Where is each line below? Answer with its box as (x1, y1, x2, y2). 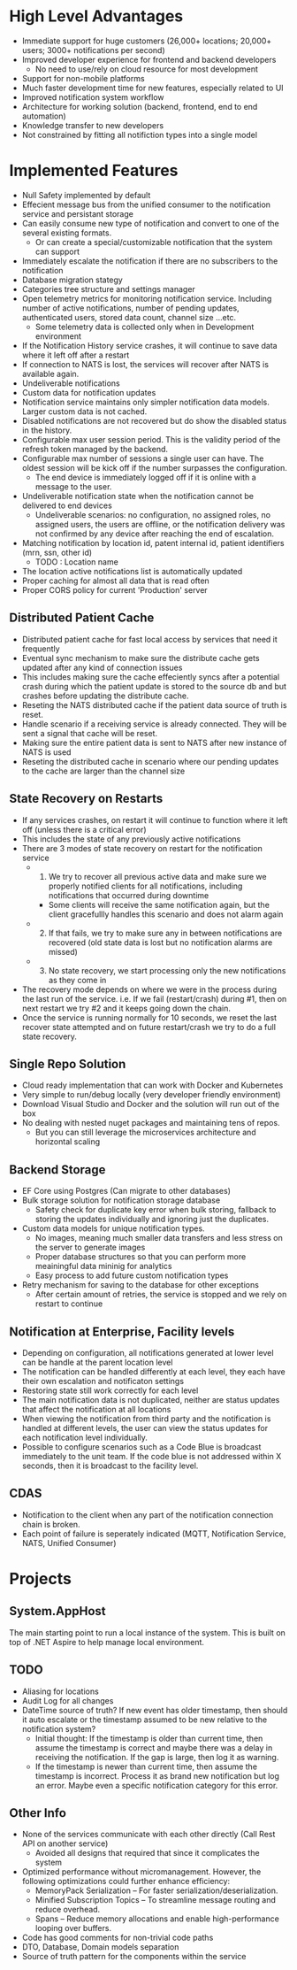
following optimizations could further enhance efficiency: (21, 1876, 231, 1887)
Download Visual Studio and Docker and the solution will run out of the (21, 1099, 280, 1110)
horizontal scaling (34, 1136, 101, 1147)
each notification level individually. (21, 1432, 148, 1443)
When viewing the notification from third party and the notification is (21, 1413, 271, 1424)
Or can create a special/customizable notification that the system (34, 236, 273, 247)
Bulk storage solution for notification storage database (21, 1195, 221, 1205)
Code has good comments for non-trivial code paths (21, 1932, 214, 1943)
